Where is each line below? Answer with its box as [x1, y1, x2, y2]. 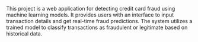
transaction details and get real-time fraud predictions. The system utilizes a [6, 18, 193, 24]
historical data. [6, 30, 43, 37]
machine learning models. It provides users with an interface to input [6, 11, 174, 18]
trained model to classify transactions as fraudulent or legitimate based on [6, 24, 188, 31]
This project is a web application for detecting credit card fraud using [6, 5, 175, 12]
